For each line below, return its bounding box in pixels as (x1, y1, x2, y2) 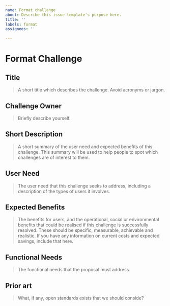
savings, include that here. (17, 238, 74, 244)
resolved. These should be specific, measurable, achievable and (17, 227, 153, 233)
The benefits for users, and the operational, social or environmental (17, 217, 159, 223)
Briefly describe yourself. (17, 115, 71, 121)
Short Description (5, 130, 63, 138)
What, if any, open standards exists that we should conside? (17, 295, 144, 301)
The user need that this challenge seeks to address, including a (17, 182, 151, 189)
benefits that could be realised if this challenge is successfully (17, 222, 149, 228)
